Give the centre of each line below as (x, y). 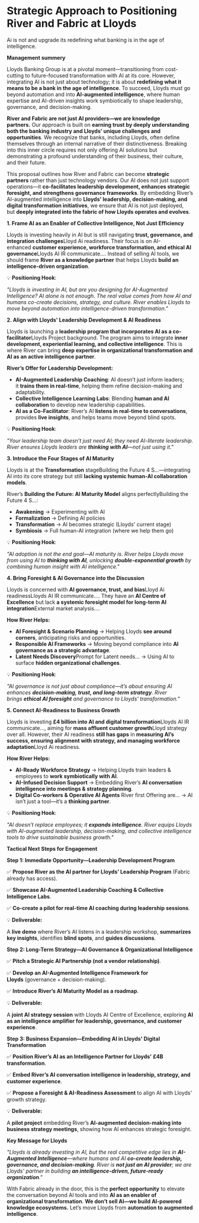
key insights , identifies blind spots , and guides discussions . (81, 938)
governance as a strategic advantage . (63, 650)
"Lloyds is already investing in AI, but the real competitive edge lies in (92, 1152)
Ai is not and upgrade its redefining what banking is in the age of (86, 40)
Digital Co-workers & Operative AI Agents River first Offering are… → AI (104, 795)
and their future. (26, 162)
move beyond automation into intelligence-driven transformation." (87, 308)
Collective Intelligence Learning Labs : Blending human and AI (92, 398)
